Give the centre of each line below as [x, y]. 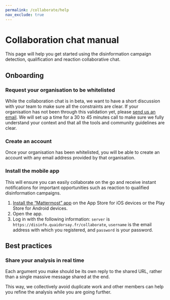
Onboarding [25, 75]
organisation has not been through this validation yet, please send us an [80, 112]
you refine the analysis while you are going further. [58, 292]
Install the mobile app [32, 171]
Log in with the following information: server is [61, 219]
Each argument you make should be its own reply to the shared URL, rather [84, 271]
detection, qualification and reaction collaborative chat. [63, 60]
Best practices [29, 246]
